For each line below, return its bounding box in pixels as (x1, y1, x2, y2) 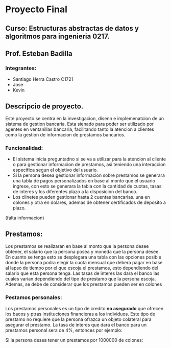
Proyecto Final (5, 4, 68, 15)
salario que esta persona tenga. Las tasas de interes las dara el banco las (5, 270, 160, 276)
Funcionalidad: (5, 145, 43, 151)
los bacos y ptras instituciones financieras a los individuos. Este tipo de (5, 311, 156, 317)
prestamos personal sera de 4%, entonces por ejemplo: (5, 327, 123, 333)
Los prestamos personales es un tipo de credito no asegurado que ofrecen (5, 306, 164, 312)
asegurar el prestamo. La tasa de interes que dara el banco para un (5, 322, 147, 328)
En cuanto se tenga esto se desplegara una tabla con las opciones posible (5, 254, 162, 260)
